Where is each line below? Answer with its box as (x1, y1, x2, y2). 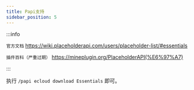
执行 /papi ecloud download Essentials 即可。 (6, 77, 120, 84)
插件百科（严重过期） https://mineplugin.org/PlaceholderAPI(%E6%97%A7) (6, 53, 183, 60)
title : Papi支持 (6, 8, 44, 15)
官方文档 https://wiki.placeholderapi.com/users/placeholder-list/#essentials (6, 42, 188, 49)
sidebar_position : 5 (6, 14, 58, 20)
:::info (6, 30, 20, 37)
